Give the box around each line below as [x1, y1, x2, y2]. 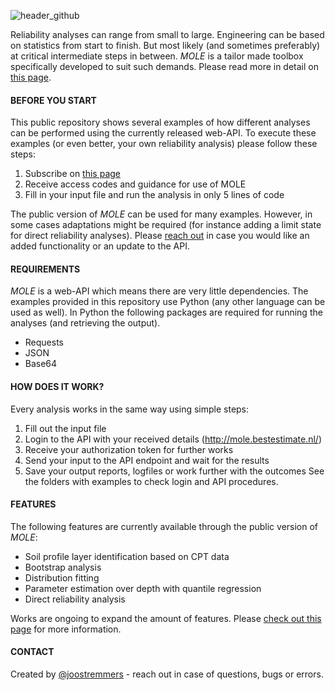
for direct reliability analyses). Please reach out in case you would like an [10, 230, 310, 242]
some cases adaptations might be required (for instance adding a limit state [10, 219, 322, 231]
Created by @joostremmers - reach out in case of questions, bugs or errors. [10, 668, 324, 680]
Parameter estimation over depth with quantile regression [24, 582, 262, 594]
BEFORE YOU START [10, 94, 97, 106]
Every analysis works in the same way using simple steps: [10, 403, 250, 415]
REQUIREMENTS [10, 263, 81, 275]
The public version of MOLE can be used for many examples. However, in [10, 208, 313, 220]
